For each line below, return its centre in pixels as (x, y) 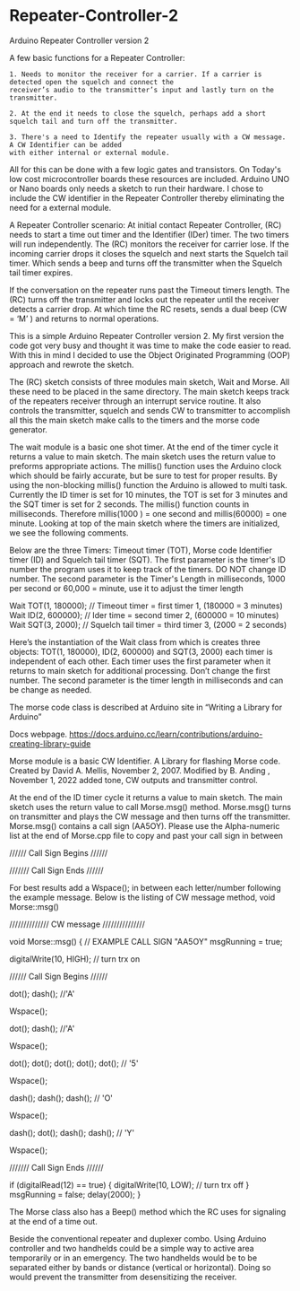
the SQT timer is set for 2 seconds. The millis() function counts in (129, 504)
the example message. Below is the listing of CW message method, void (142, 897)
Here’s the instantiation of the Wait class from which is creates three (135, 641)
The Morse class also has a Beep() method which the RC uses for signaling (148, 1211)
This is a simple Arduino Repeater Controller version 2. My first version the (147, 336)
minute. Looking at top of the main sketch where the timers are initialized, (145, 523)
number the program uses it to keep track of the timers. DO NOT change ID (148, 569)
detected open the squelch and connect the (92, 82)
